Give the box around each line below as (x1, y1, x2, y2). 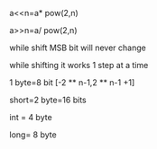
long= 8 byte (9, 129, 57, 140)
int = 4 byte (9, 112, 52, 122)
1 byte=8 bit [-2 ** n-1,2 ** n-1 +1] (9, 77, 135, 88)
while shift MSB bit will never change (9, 42, 146, 53)
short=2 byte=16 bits (9, 94, 88, 105)
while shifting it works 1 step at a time (9, 60, 149, 70)
